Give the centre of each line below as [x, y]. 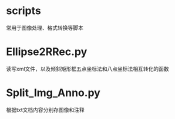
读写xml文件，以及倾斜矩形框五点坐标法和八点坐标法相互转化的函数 [87, 69]
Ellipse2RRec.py [47, 52]
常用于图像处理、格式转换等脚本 [45, 28]
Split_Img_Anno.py [53, 93]
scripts [23, 11]
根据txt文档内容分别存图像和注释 [46, 110]
